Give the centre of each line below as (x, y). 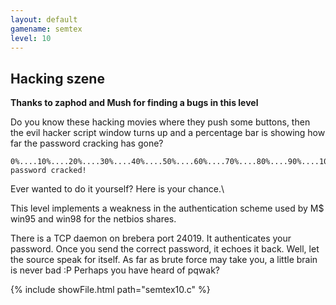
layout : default (44, 19)
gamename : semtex (46, 29)
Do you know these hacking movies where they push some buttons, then (160, 122)
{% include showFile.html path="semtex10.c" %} (110, 290)
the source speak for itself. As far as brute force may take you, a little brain (164, 260)
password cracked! (48, 171)
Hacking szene (57, 78)
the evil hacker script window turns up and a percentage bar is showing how (168, 133)
